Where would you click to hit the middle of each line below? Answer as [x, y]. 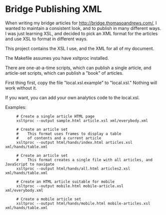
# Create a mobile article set [49, 199]
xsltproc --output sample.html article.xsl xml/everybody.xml [82, 120]
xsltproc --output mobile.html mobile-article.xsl [70, 186]
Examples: [16, 107]
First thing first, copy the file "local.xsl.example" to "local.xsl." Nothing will [81, 83]
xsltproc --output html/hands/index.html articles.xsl [75, 142]
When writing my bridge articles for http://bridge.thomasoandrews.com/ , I [81, 23]
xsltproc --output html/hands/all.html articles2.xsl [73, 168]
